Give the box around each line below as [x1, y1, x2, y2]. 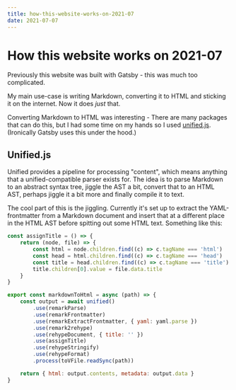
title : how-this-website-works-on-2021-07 [7, 10, 134, 18]
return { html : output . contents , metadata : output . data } [20, 369, 194, 377]
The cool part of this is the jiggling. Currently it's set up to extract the [7, 204, 208, 212]
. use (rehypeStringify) [33, 344, 100, 351]
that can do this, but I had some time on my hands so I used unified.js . [7, 121, 211, 130]
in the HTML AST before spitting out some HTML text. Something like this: [7, 219, 223, 227]
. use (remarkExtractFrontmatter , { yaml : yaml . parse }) [33, 318, 198, 325]
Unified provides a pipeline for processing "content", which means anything [7, 168, 228, 176]
